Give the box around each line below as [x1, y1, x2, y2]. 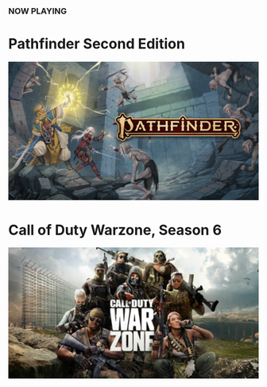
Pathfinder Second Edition [8, 35, 185, 53]
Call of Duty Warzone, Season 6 [8, 221, 222, 239]
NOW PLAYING [8, 6, 68, 17]
